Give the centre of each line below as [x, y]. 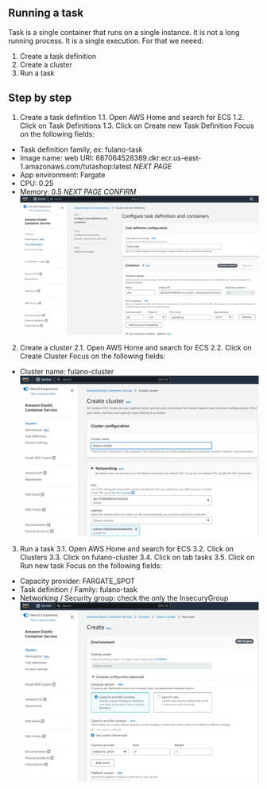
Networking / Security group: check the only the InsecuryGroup [124, 598]
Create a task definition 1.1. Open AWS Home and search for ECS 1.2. [132, 117]
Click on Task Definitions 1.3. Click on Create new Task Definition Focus [137, 126]
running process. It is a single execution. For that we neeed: [106, 41]
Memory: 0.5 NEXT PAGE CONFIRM [78, 191]
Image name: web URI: [56, 157]
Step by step [40, 98]
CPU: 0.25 [37, 183]
